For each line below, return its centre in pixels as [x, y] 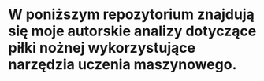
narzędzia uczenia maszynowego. [123, 65]
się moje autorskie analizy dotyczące [132, 31]
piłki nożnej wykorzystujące [102, 48]
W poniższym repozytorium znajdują [131, 15]
